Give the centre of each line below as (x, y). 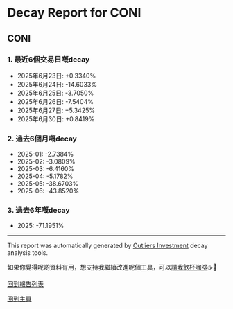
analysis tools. (28, 253)
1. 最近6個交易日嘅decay (49, 59)
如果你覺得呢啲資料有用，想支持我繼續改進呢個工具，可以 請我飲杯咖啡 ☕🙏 (112, 267)
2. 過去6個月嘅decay (42, 139)
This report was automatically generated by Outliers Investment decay (107, 246)
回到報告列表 (25, 284)
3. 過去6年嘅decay (39, 211)
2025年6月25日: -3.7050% (55, 93)
